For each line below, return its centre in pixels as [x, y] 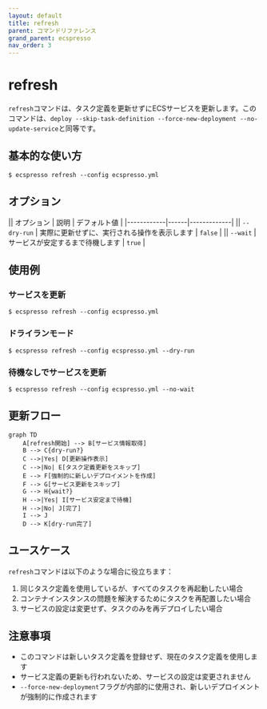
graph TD [23, 435]
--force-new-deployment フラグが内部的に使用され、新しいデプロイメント [140, 687]
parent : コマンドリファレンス [52, 30]
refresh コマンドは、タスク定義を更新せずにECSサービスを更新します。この [133, 108]
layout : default [35, 16]
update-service [34, 129]
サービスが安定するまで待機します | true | [77, 242]
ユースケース [39, 551]
